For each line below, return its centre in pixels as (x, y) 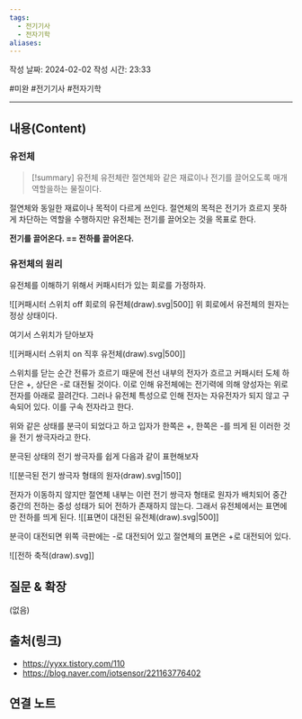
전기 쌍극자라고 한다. (55, 437)
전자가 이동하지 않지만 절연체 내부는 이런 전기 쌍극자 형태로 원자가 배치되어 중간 (148, 495)
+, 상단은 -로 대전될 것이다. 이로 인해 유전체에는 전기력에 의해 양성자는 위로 (157, 385)
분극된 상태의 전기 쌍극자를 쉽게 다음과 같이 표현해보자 (104, 457)
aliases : (26, 43)
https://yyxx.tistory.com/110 (74, 663)
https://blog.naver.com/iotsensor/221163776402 (111, 673)
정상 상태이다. (34, 315)
